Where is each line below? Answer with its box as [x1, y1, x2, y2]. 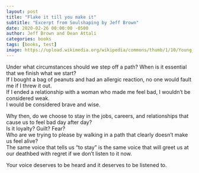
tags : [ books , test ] [6, 42, 57, 48]
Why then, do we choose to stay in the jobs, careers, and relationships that [6, 112, 189, 119]
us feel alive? [6, 137, 38, 145]
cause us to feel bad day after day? [6, 119, 92, 126]
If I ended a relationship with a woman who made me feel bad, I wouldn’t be [6, 88, 191, 95]
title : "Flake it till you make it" [6, 14, 97, 20]
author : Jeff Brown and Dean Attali [6, 31, 97, 37]
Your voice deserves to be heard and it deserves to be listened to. [6, 161, 167, 168]
